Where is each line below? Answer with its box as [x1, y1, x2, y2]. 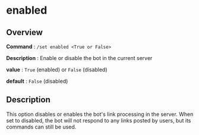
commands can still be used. [6, 123, 77, 130]
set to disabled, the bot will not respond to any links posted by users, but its [6, 117, 191, 124]
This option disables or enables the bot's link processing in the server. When [6, 111, 194, 118]
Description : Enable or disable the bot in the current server [6, 55, 153, 61]
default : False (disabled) [6, 78, 68, 84]
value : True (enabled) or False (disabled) [6, 66, 108, 73]
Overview [6, 27, 43, 37]
